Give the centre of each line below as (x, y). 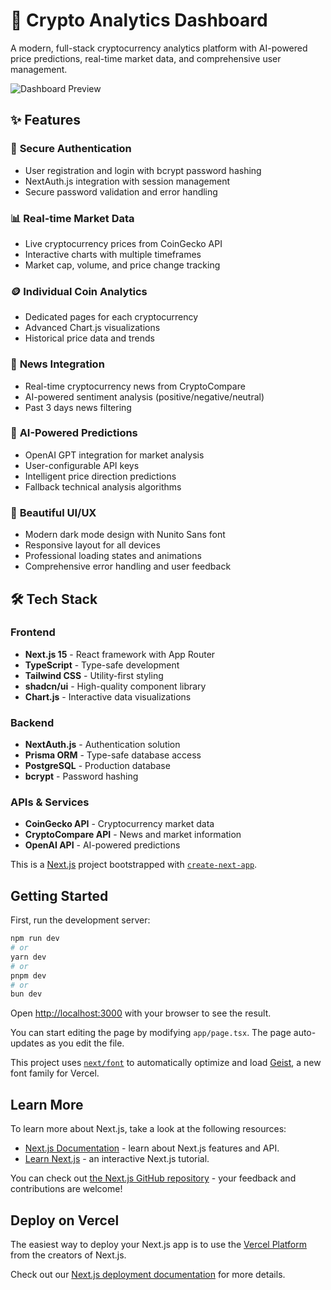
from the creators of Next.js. (68, 1255)
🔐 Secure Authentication (71, 149)
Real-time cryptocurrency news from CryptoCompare (135, 386)
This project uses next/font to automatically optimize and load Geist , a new (166, 1063)
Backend (32, 722)
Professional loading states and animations (113, 556)
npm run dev (35, 939)
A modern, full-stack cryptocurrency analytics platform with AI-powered (159, 48)
